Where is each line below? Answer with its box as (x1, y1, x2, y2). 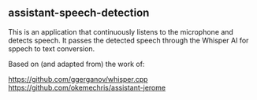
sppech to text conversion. (8, 43, 95, 54)
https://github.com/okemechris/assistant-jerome (8, 83, 166, 92)
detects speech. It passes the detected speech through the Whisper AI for (8, 35, 249, 45)
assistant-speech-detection (8, 6, 150, 20)
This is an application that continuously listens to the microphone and (8, 27, 234, 36)
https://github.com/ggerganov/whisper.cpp (8, 74, 148, 83)
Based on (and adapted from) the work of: (8, 59, 145, 69)
